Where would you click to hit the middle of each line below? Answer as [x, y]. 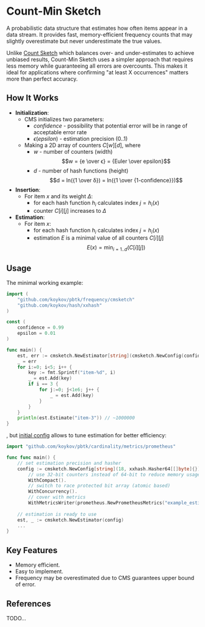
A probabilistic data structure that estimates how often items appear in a [97, 28]
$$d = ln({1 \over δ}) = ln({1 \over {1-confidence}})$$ [116, 180]
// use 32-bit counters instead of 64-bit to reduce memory [106, 475]
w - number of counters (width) [73, 151]
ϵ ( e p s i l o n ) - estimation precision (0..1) [81, 138]
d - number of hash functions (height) [81, 170]
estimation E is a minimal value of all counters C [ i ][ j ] [99, 238]
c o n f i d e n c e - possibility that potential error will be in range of [110, 126]
